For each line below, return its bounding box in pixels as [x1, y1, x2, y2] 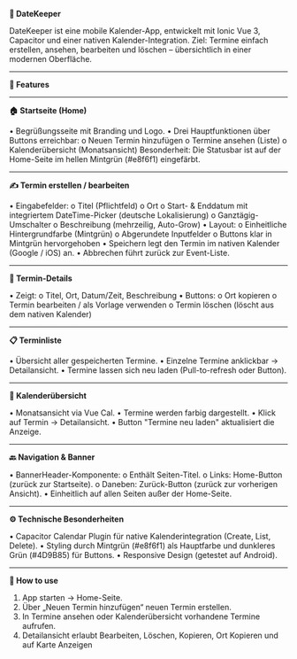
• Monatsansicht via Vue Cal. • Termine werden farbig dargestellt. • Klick [9, 407, 277, 418]
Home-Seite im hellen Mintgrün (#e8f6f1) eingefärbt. [9, 154, 201, 164]
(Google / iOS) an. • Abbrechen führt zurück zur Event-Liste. [9, 248, 230, 258]
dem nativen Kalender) [9, 309, 93, 319]
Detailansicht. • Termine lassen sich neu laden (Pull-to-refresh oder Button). [9, 365, 287, 376]
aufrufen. [21, 621, 56, 631]
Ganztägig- [217, 210, 259, 221]
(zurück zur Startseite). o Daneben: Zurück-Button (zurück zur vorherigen [9, 479, 278, 489]
